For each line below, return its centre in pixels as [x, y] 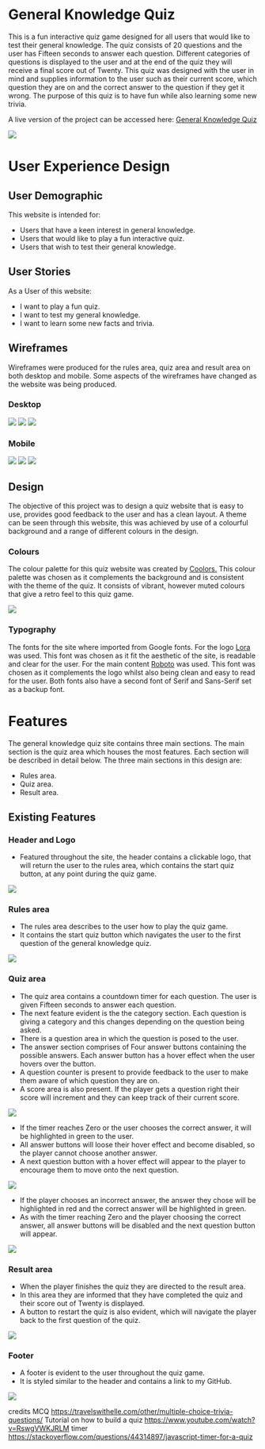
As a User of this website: [50, 290]
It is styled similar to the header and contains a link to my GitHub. [125, 1382]
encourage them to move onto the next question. [99, 1170]
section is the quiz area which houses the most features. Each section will [129, 751]
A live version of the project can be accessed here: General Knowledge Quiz [132, 119]
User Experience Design [89, 166]
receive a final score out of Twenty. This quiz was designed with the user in [131, 70]
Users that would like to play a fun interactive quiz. [102, 238]
